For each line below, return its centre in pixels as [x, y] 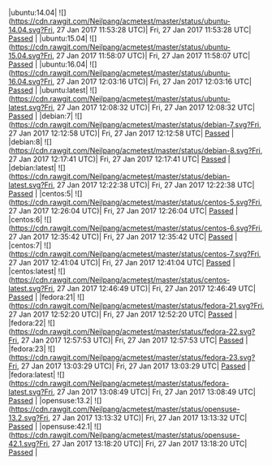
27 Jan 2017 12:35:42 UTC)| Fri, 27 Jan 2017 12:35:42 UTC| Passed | [123, 237]
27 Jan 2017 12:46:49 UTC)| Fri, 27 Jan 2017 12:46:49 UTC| [156, 288]
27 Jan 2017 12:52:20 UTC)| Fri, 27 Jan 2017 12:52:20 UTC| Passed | [123, 314]
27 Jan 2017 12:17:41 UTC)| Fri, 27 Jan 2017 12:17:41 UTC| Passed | [119, 159]
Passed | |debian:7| [41, 116]
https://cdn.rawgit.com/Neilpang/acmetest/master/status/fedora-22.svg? [133, 332]
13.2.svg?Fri [28, 418]
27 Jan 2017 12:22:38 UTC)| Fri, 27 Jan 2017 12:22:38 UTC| [155, 185]
